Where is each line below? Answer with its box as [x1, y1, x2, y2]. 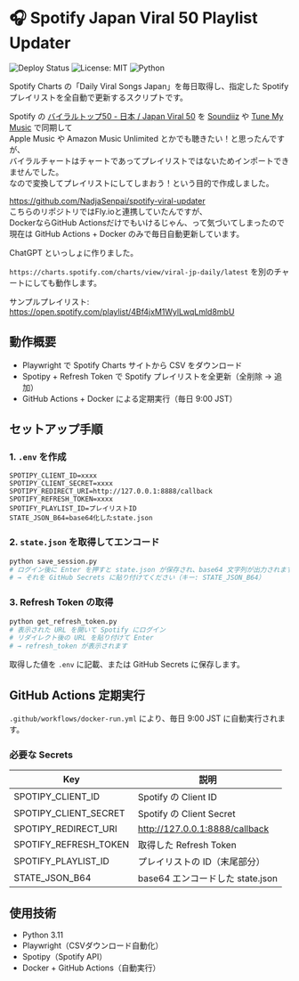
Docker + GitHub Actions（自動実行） [21, 962, 161, 973]
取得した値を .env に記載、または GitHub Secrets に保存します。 [9, 659, 245, 670]
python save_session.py [9, 557, 98, 566]
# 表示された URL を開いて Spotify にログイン [9, 625, 166, 634]
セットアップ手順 [9, 421, 103, 437]
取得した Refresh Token [137, 839, 238, 852]
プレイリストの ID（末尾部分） [137, 855, 265, 868]
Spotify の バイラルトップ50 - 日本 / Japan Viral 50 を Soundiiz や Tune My [9, 110, 284, 121]
